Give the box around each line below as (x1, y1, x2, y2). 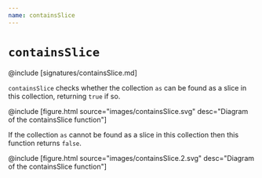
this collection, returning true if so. (8, 91, 121, 101)
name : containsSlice (8, 11, 76, 20)
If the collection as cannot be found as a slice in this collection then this (8, 130, 239, 139)
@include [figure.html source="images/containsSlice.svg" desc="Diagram (8, 106, 249, 116)
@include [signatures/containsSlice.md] (8, 68, 137, 77)
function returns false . (8, 138, 82, 148)
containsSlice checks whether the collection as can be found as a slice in (8, 83, 247, 92)
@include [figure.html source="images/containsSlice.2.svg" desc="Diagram (8, 153, 255, 162)
